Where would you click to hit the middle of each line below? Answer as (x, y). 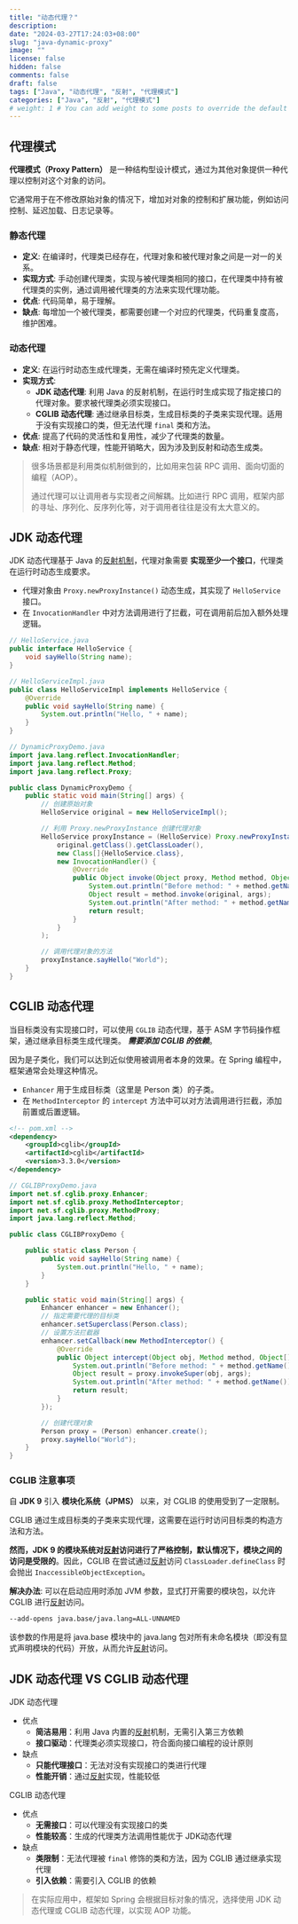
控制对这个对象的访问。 (67, 181)
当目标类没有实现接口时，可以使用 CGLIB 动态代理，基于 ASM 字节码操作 (141, 1029)
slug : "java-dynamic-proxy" (61, 42)
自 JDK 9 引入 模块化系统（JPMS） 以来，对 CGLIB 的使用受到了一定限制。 (147, 1502)
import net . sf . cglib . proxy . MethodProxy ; (85, 1210)
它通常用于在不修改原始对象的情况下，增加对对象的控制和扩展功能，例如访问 (149, 200)
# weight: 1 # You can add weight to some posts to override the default (149, 108)
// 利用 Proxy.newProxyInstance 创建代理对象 (121, 829)
